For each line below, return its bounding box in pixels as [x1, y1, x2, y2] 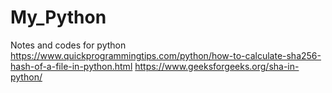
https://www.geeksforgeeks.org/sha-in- [134, 60, 300, 72]
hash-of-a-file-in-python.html [10, 60, 133, 72]
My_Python [10, 6, 107, 29]
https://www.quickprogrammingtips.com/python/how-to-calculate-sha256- [10, 49, 322, 61]
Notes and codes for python [10, 39, 127, 51]
